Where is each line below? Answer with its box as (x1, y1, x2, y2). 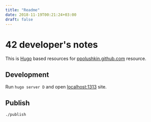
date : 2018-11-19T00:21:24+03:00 (5, 12, 77, 17)
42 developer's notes (5, 39, 98, 50)
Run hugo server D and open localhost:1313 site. (5, 84, 107, 90)
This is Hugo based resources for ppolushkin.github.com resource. (5, 55, 147, 62)
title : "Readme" (5, 7, 40, 13)
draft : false (5, 17, 33, 22)
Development (5, 70, 50, 79)
